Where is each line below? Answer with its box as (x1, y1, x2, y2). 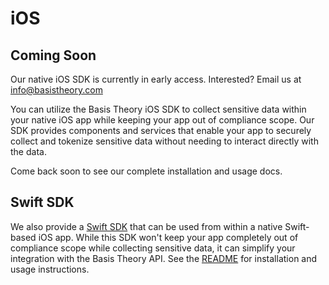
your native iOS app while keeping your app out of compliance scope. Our (10, 114, 315, 126)
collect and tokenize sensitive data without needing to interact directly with (10, 135, 319, 147)
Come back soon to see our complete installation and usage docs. (10, 165, 283, 177)
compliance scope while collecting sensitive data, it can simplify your (10, 242, 296, 254)
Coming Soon (10, 47, 97, 64)
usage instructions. (10, 263, 90, 275)
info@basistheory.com (10, 84, 103, 96)
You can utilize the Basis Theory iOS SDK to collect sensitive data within (10, 103, 307, 115)
